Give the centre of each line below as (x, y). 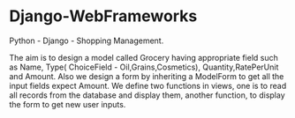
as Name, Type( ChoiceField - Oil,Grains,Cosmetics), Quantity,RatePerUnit (144, 67)
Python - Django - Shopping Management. (87, 41)
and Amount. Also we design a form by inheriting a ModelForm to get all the (147, 76)
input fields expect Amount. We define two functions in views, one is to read (148, 85)
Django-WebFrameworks (103, 16)
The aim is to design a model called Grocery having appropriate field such (144, 57)
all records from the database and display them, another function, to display (147, 95)
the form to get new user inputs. (68, 104)
